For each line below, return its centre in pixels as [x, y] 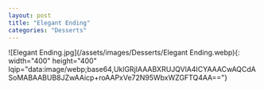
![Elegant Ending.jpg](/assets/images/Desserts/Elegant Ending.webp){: [124, 53]
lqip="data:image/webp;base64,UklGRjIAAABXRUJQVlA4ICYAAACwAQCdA [132, 69]
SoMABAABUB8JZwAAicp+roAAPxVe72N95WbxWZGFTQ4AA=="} [118, 78]
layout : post [30, 15]
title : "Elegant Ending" [49, 23]
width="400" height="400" [52, 61]
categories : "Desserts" [48, 30]
